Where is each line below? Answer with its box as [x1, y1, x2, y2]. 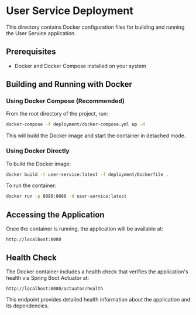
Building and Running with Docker [6, 79, 133, 89]
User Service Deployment [6, 4, 133, 18]
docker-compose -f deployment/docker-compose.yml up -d [6, 121, 145, 127]
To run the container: [6, 182, 57, 189]
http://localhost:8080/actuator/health [6, 286, 104, 292]
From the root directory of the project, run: [6, 110, 108, 117]
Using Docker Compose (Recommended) [6, 97, 125, 105]
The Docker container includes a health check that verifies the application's [6, 268, 188, 275]
